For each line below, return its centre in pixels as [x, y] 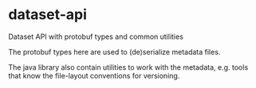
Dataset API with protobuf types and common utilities [96, 36]
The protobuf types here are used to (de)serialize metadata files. [114, 52]
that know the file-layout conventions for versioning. [94, 75]
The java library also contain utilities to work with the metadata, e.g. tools [128, 67]
